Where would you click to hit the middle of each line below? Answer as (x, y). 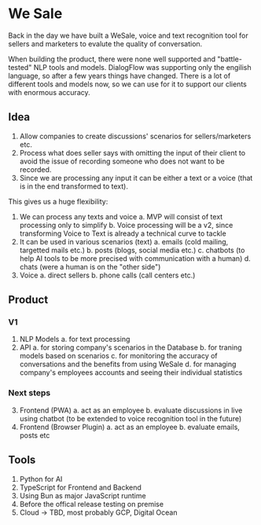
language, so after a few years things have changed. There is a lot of (119, 75)
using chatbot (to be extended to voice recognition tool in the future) (130, 418)
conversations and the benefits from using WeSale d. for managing (128, 364)
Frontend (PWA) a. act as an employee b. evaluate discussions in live (131, 410)
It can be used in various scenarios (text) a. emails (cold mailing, (124, 241)
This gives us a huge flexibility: (58, 201)
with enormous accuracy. (49, 92)
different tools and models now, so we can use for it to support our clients (128, 84)
